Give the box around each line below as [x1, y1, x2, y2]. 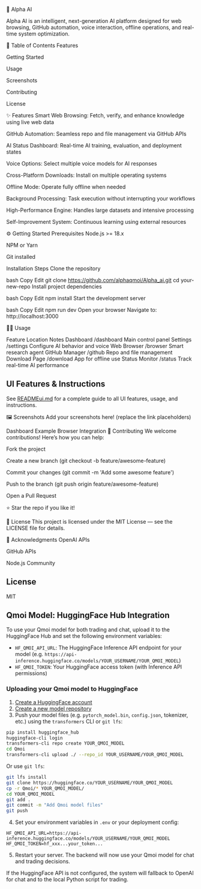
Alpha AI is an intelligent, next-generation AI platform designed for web [6, 17, 182, 24]
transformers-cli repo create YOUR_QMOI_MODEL [6, 740, 125, 746]
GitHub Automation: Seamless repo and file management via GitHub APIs [6, 130, 187, 137]
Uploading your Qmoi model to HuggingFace [6, 685, 139, 693]
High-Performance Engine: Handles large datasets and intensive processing [6, 206, 194, 214]
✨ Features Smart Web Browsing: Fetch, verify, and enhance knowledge [6, 112, 185, 119]
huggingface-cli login [6, 735, 63, 741]
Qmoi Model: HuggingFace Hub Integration [6, 610, 170, 621]
